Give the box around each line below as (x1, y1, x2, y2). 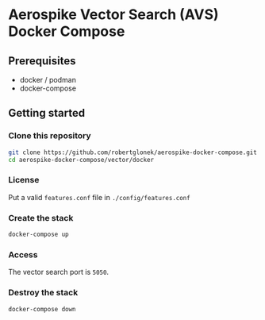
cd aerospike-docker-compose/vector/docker (8, 156, 155, 164)
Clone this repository (8, 130, 91, 141)
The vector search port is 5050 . (8, 268, 109, 277)
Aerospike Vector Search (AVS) (8, 6, 220, 24)
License (8, 175, 40, 186)
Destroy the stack (8, 287, 79, 299)
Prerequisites (8, 54, 76, 67)
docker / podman (19, 75, 77, 84)
